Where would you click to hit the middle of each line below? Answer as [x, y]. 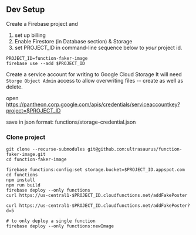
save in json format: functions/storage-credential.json [71, 122]
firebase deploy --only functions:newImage [60, 226]
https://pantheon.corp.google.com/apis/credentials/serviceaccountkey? [93, 104]
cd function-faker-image [36, 160]
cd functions [22, 175]
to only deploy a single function [53, 221]
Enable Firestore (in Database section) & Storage [73, 41]
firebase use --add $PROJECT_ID [45, 63]
